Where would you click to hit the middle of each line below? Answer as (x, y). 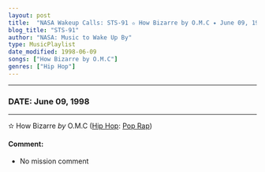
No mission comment (54, 161)
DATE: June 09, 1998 (49, 101)
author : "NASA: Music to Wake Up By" (70, 37)
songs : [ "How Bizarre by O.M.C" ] (63, 60)
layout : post (30, 15)
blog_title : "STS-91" (44, 30)
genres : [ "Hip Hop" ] (42, 67)
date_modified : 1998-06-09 (52, 52)
